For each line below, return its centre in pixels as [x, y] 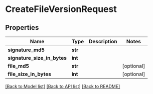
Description [103, 42]
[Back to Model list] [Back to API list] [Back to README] [63, 86]
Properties [22, 28]
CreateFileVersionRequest [61, 9]
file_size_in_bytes [30, 74]
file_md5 [18, 66]
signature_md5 [26, 50]
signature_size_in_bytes [37, 58]
